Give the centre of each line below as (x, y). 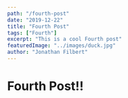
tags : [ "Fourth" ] (32, 33)
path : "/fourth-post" (38, 13)
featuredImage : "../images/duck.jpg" (62, 46)
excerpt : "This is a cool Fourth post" (65, 39)
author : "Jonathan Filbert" (48, 52)
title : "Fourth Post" (38, 26)
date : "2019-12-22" (35, 20)
